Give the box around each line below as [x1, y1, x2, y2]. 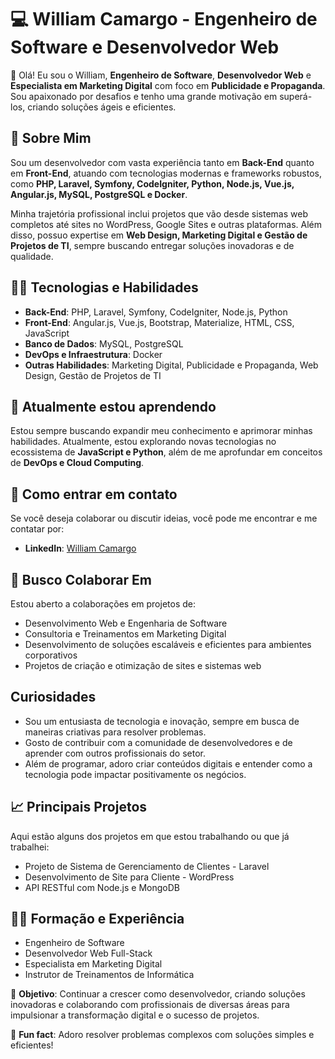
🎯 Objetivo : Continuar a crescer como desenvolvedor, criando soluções [10, 988, 306, 1000]
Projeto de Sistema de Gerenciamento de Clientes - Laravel [24, 860, 270, 872]
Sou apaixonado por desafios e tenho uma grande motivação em [10, 90, 278, 102]
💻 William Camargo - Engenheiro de [10, 8, 318, 31]
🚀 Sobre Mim [10, 130, 92, 147]
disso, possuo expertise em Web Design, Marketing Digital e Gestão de [10, 229, 308, 241]
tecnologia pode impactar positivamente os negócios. [24, 768, 247, 780]
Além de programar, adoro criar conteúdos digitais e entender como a [24, 757, 313, 770]
